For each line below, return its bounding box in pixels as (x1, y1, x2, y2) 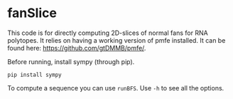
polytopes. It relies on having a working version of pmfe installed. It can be (7, 36, 226, 44)
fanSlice (7, 5, 57, 21)
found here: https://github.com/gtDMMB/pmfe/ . (7, 43, 146, 52)
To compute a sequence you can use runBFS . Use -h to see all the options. (7, 83, 224, 92)
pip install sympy (7, 71, 62, 78)
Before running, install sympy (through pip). (7, 57, 135, 66)
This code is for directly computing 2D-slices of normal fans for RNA (7, 28, 208, 37)
